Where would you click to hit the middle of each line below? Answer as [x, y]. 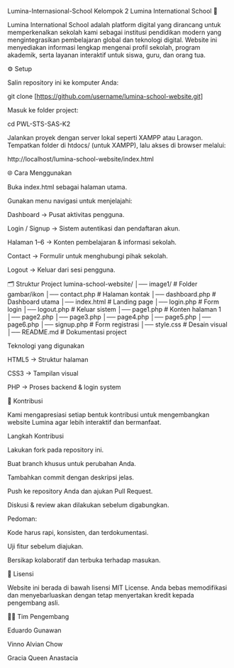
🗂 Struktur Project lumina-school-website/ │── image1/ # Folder [102, 284]
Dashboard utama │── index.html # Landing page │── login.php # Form [113, 302]
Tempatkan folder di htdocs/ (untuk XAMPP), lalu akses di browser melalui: [117, 145]
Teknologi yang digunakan [46, 346]
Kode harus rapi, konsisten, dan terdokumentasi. [78, 532]
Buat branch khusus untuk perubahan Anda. [72, 463]
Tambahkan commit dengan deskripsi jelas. [71, 477]
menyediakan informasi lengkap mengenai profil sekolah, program [104, 47]
